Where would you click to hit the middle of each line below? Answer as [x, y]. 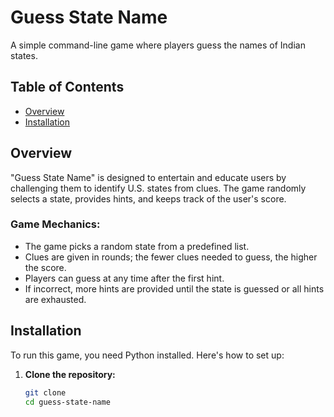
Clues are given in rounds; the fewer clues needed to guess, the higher [171, 257]
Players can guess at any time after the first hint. [124, 278]
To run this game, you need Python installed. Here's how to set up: [147, 355]
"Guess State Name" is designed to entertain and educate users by [148, 177]
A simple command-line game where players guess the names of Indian [158, 45]
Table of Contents [67, 87]
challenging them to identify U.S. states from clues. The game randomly [158, 188]
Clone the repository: [70, 374]
